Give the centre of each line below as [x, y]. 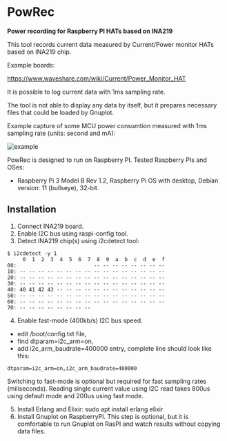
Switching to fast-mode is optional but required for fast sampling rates [107, 381]
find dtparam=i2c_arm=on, [55, 341]
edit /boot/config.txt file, [52, 334]
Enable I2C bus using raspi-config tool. [73, 233]
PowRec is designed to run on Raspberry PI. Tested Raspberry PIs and [107, 160]
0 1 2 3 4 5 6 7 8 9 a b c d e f [94, 259]
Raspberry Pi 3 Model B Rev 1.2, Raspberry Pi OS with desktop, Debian [118, 181]
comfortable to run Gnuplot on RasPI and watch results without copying [119, 424]
